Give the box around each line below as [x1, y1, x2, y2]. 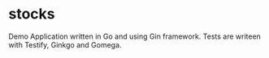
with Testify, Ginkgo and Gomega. [8, 39, 122, 49]
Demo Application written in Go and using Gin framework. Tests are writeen [8, 31, 262, 41]
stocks [8, 5, 55, 23]
